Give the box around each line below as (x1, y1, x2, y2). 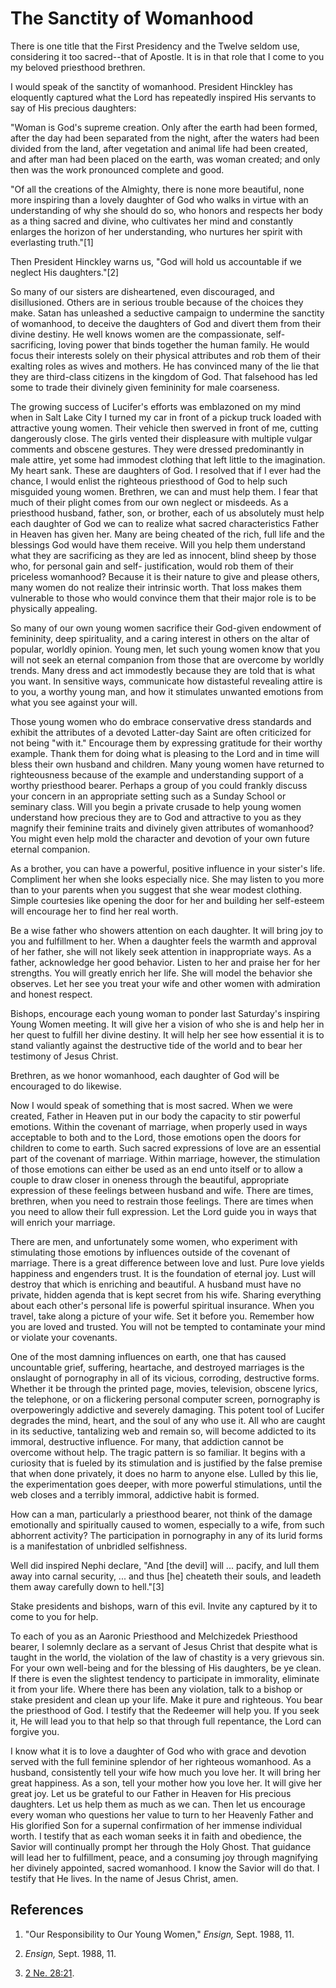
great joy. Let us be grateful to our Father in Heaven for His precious (10, 1787, 292, 1799)
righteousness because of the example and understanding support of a (10, 768, 304, 781)
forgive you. (10, 1725, 60, 1737)
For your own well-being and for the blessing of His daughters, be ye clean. (10, 1662, 322, 1674)
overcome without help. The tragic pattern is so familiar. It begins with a (10, 1446, 306, 1458)
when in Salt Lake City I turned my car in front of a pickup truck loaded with (10, 411, 322, 423)
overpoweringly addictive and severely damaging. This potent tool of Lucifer (10, 1403, 325, 1416)
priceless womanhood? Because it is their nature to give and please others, (10, 570, 320, 582)
